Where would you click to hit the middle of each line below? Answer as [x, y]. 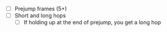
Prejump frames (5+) [41, 9]
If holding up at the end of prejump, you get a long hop [92, 22]
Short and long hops [40, 16]
